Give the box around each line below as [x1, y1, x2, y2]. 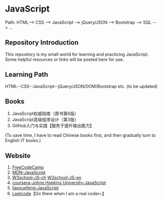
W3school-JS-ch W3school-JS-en [12, 175, 81, 181]
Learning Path [5, 71, 49, 79]
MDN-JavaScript [12, 170, 46, 175]
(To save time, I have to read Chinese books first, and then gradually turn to [5, 132, 156, 138]
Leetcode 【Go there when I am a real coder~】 [12, 191, 107, 197]
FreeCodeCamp [12, 164, 44, 170]
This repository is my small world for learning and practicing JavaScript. [5, 51, 149, 57]
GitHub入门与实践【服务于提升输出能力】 [12, 123, 95, 129]
